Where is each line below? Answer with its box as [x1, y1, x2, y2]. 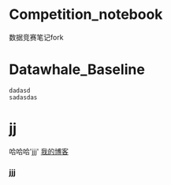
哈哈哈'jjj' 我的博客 [9, 146, 69, 156]
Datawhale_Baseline [9, 61, 145, 79]
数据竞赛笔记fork [9, 32, 64, 42]
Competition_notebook [9, 6, 163, 24]
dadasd [9, 87, 31, 94]
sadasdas [9, 93, 38, 102]
